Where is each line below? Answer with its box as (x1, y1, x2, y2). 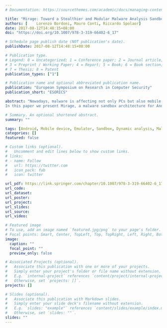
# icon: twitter (5, 172, 43, 177)
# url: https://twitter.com (5, 163, 68, 168)
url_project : (5, 200, 32, 205)
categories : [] (5, 131, 37, 136)
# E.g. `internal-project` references (5, 274, 90, 279)
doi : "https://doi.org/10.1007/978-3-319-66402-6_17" (5, 30, 119, 35)
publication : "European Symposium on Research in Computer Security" (5, 85, 153, 90)
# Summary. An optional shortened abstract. (5, 112, 99, 117)
